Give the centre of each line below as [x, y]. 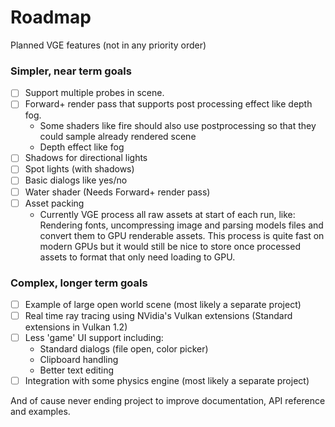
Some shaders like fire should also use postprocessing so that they [178, 126]
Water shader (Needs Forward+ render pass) [117, 192]
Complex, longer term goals [79, 283]
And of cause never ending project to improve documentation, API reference [168, 401]
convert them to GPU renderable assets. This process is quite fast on [182, 235]
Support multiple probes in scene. [94, 93]
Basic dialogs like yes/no [76, 180]
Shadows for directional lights [86, 158]
